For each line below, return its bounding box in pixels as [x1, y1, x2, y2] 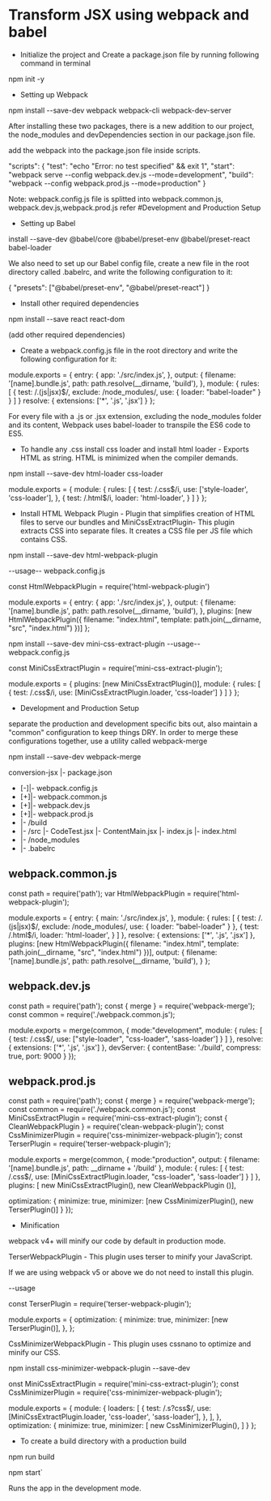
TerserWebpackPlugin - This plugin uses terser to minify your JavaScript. [8, 1252, 253, 1262]
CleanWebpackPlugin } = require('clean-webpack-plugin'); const [8, 1122, 224, 1131]
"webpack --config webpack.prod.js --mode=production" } [8, 178, 206, 188]
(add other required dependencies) [8, 330, 125, 340]
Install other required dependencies [19, 298, 139, 308]
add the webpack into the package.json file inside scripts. [8, 145, 201, 155]
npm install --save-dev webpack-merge [8, 751, 142, 761]
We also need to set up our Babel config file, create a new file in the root [8, 258, 249, 268]
